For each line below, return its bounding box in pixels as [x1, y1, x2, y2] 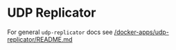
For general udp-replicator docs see [7, 28, 113, 36]
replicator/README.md [7, 35, 73, 43]
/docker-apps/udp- [114, 28, 170, 36]
